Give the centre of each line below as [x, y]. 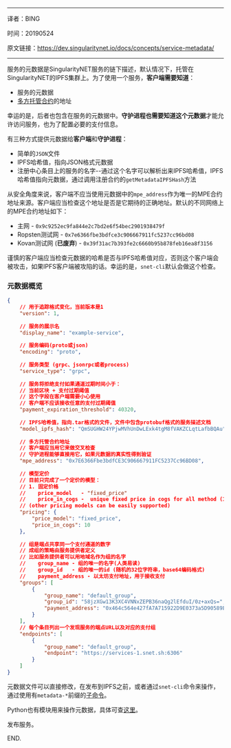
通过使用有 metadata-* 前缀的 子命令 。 [59, 695]
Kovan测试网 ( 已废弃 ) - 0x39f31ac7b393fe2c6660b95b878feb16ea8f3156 [115, 243]
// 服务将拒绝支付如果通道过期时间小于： [70, 384]
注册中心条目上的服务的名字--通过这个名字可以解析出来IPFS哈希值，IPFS [120, 171]
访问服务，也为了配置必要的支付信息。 [67, 124]
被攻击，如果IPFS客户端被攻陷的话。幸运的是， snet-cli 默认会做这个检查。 [113, 266]
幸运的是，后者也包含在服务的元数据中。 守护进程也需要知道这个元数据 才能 [112, 115]
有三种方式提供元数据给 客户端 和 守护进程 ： [67, 139]
